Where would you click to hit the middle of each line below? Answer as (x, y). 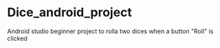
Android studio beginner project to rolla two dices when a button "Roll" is (110, 31)
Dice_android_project (70, 13)
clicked (17, 38)
